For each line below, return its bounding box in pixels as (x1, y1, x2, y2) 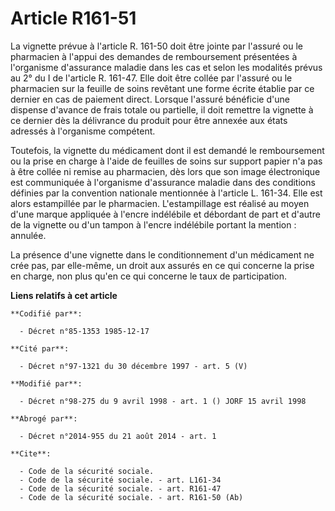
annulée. (10, 229, 47, 241)
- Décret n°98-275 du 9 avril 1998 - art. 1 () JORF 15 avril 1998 (19, 396, 307, 406)
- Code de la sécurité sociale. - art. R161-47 (19, 483, 222, 494)
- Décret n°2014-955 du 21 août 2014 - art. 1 (19, 431, 217, 441)
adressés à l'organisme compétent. (10, 125, 156, 137)
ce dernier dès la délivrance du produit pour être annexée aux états (10, 114, 288, 126)
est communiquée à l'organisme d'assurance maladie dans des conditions (10, 176, 316, 188)
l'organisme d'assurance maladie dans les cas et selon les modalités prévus (10, 61, 323, 73)
